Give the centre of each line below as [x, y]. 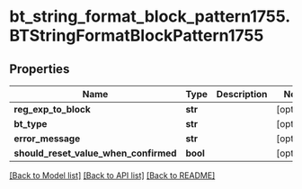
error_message [47, 139]
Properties [40, 69]
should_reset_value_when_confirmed [95, 153]
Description [242, 94]
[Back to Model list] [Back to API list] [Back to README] [112, 175]
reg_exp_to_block [53, 109]
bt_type [31, 124]
